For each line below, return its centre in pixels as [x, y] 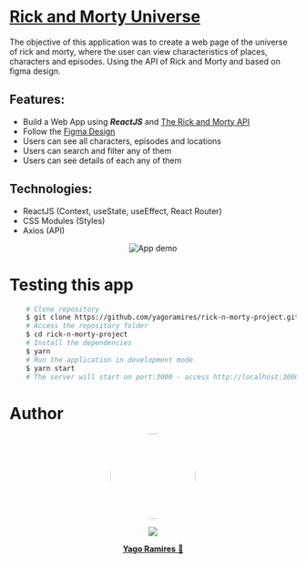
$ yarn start [51, 368]
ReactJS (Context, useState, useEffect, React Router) [122, 210]
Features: [37, 100]
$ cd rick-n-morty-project [77, 334]
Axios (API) [44, 230]
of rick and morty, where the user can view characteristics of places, [138, 51]
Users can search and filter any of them [97, 150]
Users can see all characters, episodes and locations [122, 141]
